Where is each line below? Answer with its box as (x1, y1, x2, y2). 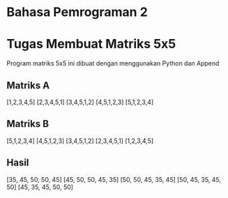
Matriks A (6, 79, 50, 91)
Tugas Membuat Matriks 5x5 (6, 36, 176, 52)
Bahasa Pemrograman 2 (6, 4, 148, 20)
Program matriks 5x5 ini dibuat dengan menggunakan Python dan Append (6, 59, 220, 68)
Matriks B (6, 118, 50, 130)
